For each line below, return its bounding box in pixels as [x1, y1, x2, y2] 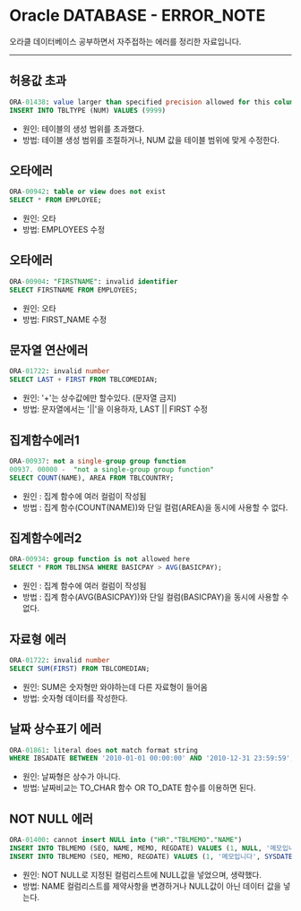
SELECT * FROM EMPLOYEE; [9, 196, 102, 205]
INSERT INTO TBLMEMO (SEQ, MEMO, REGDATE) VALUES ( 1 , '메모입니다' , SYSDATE [9, 852, 293, 861]
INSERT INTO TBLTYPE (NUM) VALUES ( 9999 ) [9, 106, 167, 115]
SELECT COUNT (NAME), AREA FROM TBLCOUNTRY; [9, 473, 175, 482]
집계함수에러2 [9, 531, 82, 546]
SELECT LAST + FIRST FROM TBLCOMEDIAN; [9, 375, 159, 385]
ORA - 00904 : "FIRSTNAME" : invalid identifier [9, 277, 178, 286]
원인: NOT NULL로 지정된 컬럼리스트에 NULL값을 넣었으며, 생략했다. [21, 869, 262, 880]
